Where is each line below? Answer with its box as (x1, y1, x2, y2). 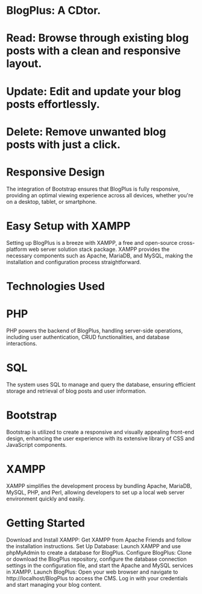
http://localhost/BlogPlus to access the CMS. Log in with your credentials (6, 574, 188, 582)
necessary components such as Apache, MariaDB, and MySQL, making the (6, 251, 193, 259)
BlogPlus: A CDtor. (6, 4, 101, 17)
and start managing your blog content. (6, 581, 102, 588)
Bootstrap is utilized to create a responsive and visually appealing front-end (6, 428, 195, 435)
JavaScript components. (6, 441, 68, 448)
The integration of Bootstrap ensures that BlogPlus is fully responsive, (6, 185, 180, 192)
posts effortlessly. (6, 97, 101, 111)
